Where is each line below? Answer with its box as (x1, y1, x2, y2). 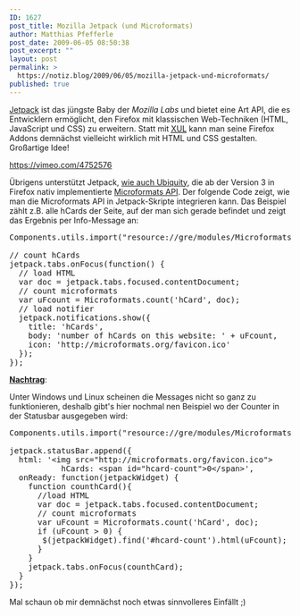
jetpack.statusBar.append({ (9, 445, 132, 456)
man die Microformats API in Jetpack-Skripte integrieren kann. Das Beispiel (9, 196, 287, 207)
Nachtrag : (9, 374, 47, 384)
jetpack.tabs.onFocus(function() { (9, 258, 165, 269)
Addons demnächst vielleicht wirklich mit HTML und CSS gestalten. (9, 132, 258, 143)
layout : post (9, 55, 58, 63)
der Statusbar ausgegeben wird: (9, 410, 128, 421)
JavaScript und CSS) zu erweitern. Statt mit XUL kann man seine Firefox (9, 122, 275, 134)
